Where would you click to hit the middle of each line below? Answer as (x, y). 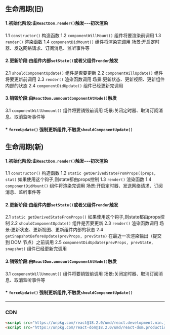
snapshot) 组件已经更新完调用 (36, 249)
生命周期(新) (25, 147)
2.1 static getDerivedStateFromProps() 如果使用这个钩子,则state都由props (83, 217)
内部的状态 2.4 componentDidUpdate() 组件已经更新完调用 (64, 85)
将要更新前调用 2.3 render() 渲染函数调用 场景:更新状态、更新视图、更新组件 (85, 79)
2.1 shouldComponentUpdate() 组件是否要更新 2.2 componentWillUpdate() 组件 (84, 73)
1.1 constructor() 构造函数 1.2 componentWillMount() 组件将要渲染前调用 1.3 (83, 35)
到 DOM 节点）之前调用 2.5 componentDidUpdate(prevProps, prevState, (79, 242)
